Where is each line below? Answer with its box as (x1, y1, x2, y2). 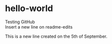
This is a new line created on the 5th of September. (5, 33, 108, 39)
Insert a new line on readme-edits (5, 24, 73, 29)
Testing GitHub (5, 19, 35, 25)
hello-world (5, 3, 54, 14)
